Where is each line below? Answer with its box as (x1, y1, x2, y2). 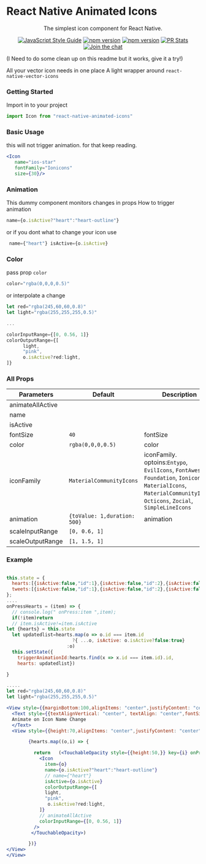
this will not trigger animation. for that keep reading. (6, 142, 137, 149)
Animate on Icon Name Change (12, 716, 86, 722)
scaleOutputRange (9, 537, 63, 546)
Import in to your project (6, 101, 67, 109)
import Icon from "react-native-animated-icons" (6, 113, 133, 120)
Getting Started (6, 87, 53, 96)
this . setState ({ (12, 649, 53, 655)
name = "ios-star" (14, 159, 56, 166)
